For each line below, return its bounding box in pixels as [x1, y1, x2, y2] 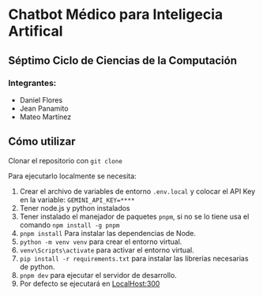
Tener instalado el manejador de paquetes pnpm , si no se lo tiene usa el [19, 212, 250, 221]
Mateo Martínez [19, 112, 72, 122]
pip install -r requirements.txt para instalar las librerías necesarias [19, 253, 249, 263]
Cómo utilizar [8, 135, 77, 148]
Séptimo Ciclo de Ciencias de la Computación [8, 54, 237, 67]
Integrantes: [8, 77, 57, 88]
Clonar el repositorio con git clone [8, 155, 122, 165]
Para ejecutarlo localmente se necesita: [8, 171, 137, 181]
